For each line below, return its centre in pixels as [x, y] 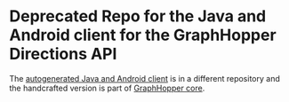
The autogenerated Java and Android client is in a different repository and [144, 78]
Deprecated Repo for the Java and [138, 16]
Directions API [63, 54]
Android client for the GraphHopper [143, 35]
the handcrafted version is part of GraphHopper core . [107, 88]
